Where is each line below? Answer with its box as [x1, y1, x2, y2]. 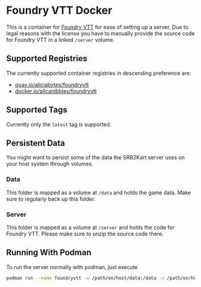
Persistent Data [6, 138, 65, 148]
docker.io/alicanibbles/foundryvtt [14, 87, 97, 95]
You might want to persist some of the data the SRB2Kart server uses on [6, 154, 185, 161]
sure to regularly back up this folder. [6, 195, 96, 203]
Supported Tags [6, 105, 68, 115]
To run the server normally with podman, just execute [6, 263, 138, 270]
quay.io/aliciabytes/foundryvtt [14, 81, 89, 88]
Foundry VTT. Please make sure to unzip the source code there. [6, 230, 164, 237]
